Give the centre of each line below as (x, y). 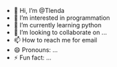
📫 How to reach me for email (55, 40)
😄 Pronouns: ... (36, 50)
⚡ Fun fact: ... (32, 57)
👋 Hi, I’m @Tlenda (39, 11)
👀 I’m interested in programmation (62, 18)
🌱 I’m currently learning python (57, 25)
